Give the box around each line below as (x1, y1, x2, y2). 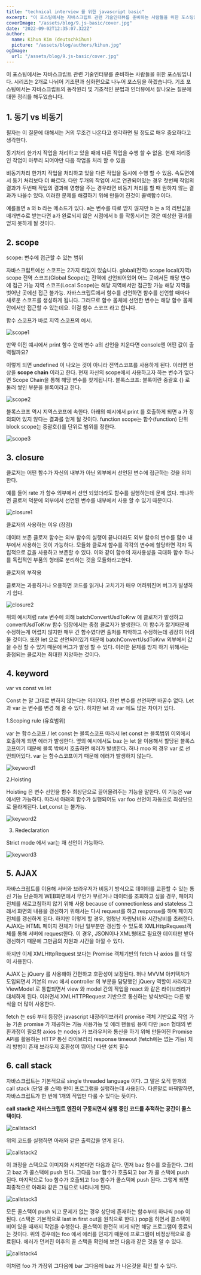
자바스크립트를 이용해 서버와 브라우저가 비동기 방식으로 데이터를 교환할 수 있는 (6, 885, 188, 892)
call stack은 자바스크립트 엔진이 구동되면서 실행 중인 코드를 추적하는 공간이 (6, 1105, 181, 1112)
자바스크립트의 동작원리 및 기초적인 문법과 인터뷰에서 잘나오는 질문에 (32, 85, 192, 93)
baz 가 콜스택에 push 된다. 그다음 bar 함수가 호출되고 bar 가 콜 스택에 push (12, 1168, 190, 1176)
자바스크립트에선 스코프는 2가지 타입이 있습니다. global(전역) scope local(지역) (6, 267, 191, 274)
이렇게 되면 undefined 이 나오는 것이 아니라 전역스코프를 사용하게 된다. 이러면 (6, 362, 187, 369)
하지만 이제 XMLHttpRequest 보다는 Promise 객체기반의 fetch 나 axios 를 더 (6, 950, 186, 957)
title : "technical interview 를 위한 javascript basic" (6, 8, 145, 15)
